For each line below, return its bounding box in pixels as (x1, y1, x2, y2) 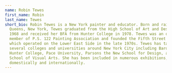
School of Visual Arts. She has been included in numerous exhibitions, (9, 55, 168, 61)
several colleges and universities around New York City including (9, 46, 157, 51)
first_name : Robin (5, 12, 44, 17)
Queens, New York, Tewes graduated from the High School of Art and (9, 27, 159, 32)
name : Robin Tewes (5, 7, 44, 13)
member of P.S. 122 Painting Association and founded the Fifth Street (9, 36, 166, 42)
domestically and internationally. (9, 60, 86, 65)
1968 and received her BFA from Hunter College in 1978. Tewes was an (9, 31, 164, 36)
